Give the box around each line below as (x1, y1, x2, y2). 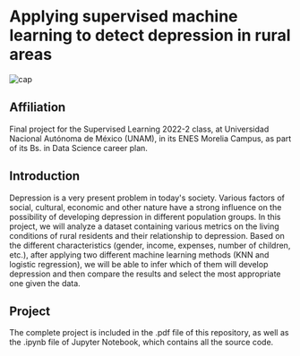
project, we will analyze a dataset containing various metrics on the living (9, 221, 279, 232)
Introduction (9, 168, 81, 184)
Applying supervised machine (9, 6, 238, 27)
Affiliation (9, 100, 66, 115)
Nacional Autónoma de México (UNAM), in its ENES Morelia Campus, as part (9, 132, 292, 144)
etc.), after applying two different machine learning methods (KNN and (9, 249, 270, 260)
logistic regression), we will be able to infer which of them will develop (9, 259, 269, 269)
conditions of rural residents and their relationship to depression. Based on (9, 230, 285, 241)
